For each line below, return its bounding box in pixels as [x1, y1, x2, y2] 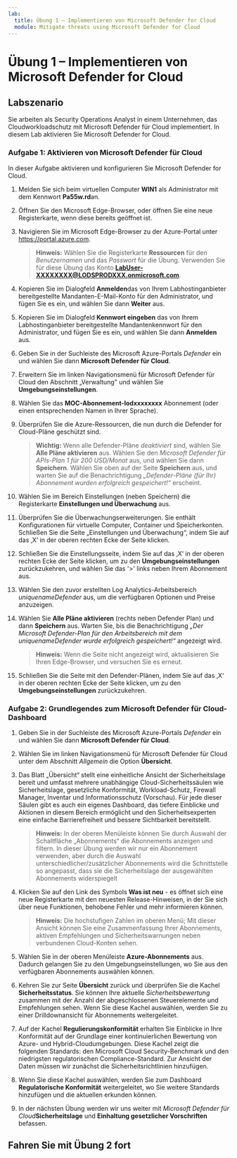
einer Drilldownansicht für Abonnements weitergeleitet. [18, 1011, 179, 1019]
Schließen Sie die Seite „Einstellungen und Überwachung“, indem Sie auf [18, 528, 229, 536]
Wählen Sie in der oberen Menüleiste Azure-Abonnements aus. [18, 952, 204, 961]
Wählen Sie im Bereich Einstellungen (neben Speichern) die [18, 492, 191, 501]
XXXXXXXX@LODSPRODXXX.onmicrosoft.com [35, 270, 180, 279]
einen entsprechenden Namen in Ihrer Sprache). [18, 406, 158, 415]
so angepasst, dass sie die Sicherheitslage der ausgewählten [35, 867, 214, 875]
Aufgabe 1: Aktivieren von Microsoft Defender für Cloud [8, 148, 203, 158]
